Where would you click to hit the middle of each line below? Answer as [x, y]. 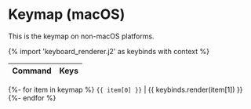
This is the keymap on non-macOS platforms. [81, 36]
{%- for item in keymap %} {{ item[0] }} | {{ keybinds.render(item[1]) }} [125, 89]
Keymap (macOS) [67, 15]
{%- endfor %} [32, 98]
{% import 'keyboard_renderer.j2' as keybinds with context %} [109, 51]
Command [32, 71]
